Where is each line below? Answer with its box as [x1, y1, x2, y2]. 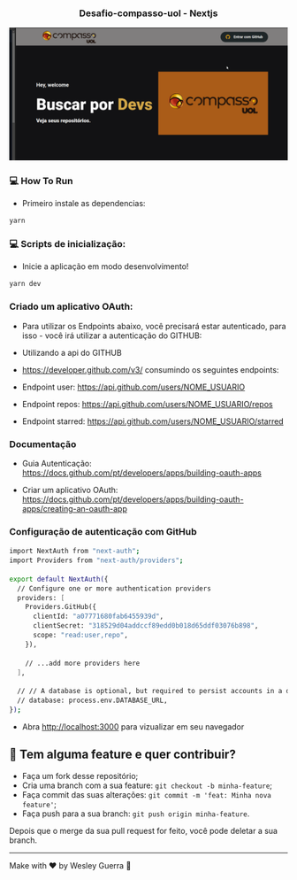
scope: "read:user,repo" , [32, 631, 128, 640]
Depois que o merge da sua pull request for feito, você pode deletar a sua [9, 825, 278, 836]
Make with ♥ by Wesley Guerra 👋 [9, 860, 132, 870]
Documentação [9, 437, 77, 450]
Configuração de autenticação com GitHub [9, 525, 197, 537]
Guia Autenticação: [21, 458, 92, 468]
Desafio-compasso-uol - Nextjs [79, 7, 218, 19]
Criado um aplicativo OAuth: [9, 300, 133, 313]
